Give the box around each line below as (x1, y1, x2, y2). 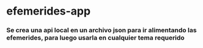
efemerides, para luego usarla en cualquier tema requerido (6, 33, 185, 42)
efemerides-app (6, 4, 90, 18)
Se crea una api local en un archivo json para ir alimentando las (6, 26, 197, 35)
